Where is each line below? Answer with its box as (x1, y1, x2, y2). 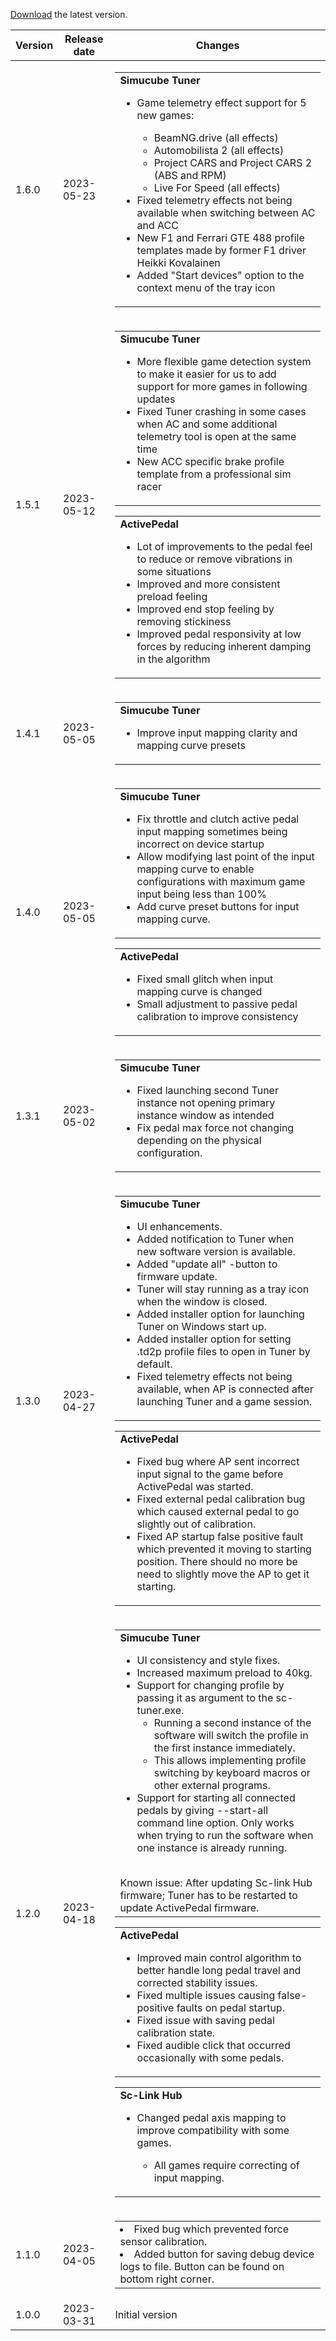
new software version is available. (136, 1245, 296, 1258)
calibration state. (136, 2026, 216, 2039)
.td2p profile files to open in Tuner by (136, 1345, 311, 1358)
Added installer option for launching (136, 1307, 305, 1321)
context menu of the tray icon (136, 281, 276, 294)
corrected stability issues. (136, 1976, 258, 1989)
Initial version (114, 2308, 178, 2321)
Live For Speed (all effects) (153, 181, 282, 194)
